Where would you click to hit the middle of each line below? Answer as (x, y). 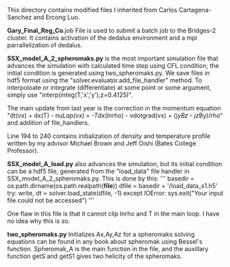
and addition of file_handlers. (48, 123)
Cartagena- (195, 10)
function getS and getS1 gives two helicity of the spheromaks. (95, 256)
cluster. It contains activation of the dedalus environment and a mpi (102, 38)
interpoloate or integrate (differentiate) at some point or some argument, (109, 88)
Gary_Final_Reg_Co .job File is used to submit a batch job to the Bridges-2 (112, 31)
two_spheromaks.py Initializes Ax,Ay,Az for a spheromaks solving (101, 234)
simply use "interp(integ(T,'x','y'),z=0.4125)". (70, 95)
